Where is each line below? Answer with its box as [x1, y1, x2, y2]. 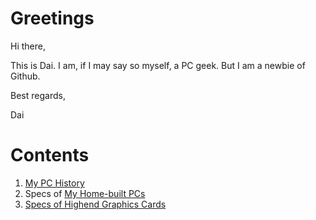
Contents [10, 144, 90, 167]
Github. [10, 70, 41, 82]
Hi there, [10, 40, 46, 52]
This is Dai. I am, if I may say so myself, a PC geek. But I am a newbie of [10, 59, 306, 71]
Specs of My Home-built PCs [24, 187, 146, 199]
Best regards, [10, 89, 66, 101]
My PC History [24, 177, 85, 189]
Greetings [10, 7, 95, 30]
